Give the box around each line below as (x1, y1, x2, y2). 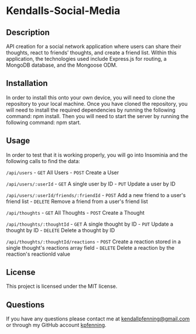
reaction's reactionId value (6, 250, 70, 257)
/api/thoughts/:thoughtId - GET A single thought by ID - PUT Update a (6, 221, 174, 228)
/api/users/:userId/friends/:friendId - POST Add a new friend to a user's (6, 191, 186, 198)
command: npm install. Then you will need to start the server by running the (6, 112, 189, 119)
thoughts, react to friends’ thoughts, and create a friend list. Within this (6, 49, 177, 56)
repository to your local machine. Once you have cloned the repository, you (6, 100, 188, 107)
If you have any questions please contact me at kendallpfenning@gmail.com (6, 315, 190, 322)
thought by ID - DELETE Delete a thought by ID (6, 226, 115, 233)
